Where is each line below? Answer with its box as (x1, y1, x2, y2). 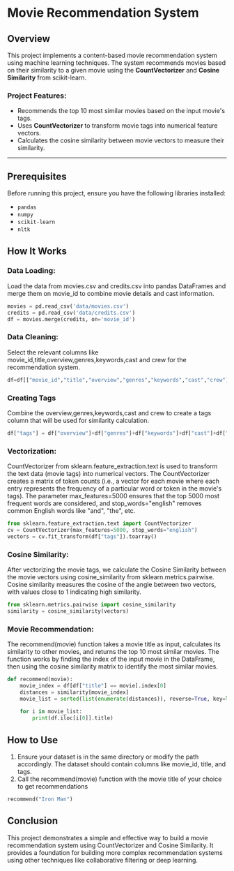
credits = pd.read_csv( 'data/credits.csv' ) (7, 309, 136, 316)
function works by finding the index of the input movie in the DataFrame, (7, 655, 215, 664)
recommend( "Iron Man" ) (7, 796, 73, 803)
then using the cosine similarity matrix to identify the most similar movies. (7, 662, 218, 671)
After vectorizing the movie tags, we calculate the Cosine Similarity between (7, 565, 226, 574)
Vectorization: (7, 446, 57, 456)
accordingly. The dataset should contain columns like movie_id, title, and (17, 759, 226, 768)
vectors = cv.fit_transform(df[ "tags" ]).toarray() (7, 533, 157, 540)
